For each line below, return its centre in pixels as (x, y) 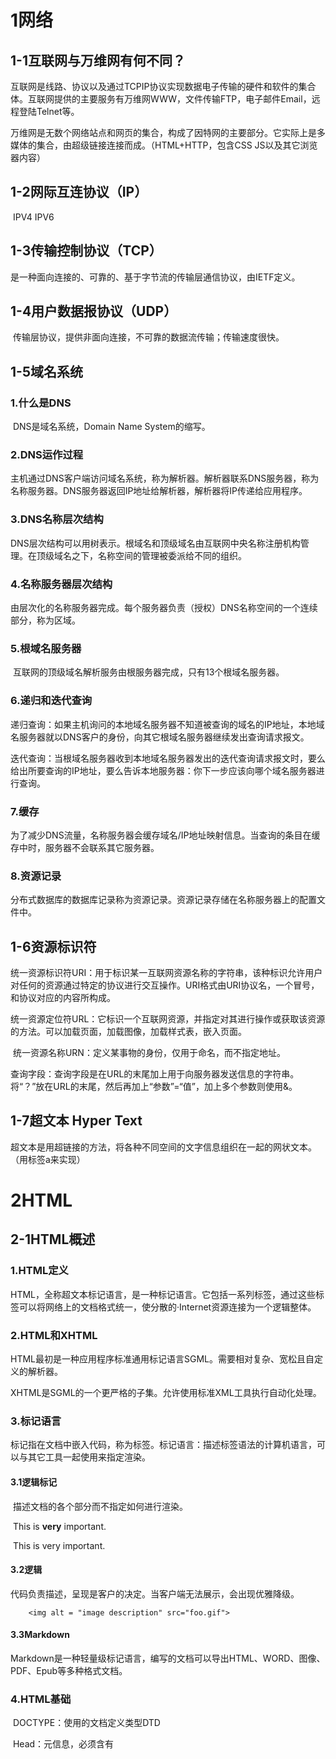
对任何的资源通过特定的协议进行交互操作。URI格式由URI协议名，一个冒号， (165, 985)
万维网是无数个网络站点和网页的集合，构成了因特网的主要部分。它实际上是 (163, 132)
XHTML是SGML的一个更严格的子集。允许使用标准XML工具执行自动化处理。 (166, 1392)
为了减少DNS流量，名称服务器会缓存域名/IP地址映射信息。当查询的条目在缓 (165, 835)
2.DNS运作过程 (47, 455)
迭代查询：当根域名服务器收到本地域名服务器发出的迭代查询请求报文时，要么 (168, 758)
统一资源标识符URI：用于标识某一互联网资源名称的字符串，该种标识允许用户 (166, 973)
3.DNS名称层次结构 (57, 519)
